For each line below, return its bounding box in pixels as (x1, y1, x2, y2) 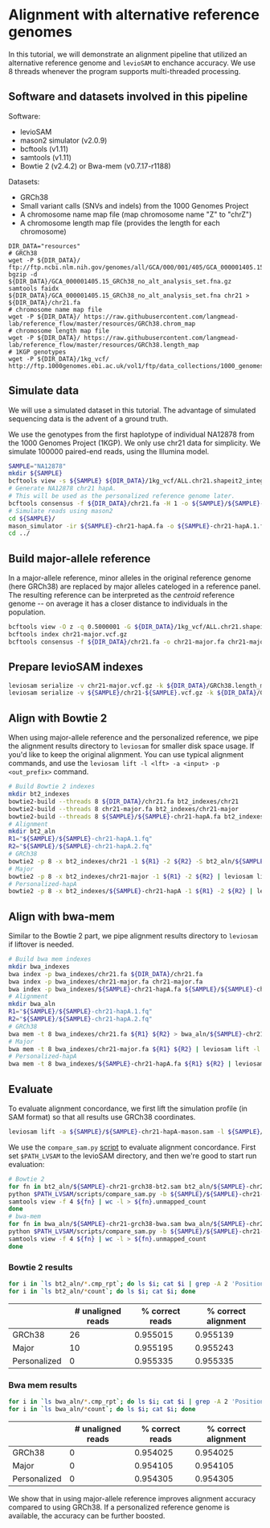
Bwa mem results (8, 1379, 78, 1390)
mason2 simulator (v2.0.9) (19, 135, 108, 145)
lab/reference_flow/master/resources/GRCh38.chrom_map (8, 320, 196, 328)
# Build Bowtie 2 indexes (8, 783, 95, 791)
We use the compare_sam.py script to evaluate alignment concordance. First (8, 1142, 256, 1152)
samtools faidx (8, 284, 59, 292)
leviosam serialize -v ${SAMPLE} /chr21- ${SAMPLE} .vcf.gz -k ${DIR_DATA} (8, 689, 257, 698)
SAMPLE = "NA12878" (8, 462, 67, 470)
